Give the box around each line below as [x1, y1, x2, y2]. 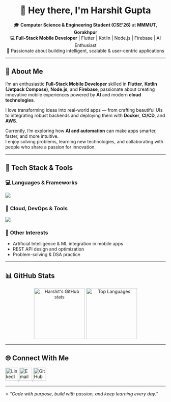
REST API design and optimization [12, 246, 84, 252]
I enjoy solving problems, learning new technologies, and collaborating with [5, 138, 164, 144]
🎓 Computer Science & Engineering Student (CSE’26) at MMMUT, [13, 21, 158, 28]
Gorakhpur [73, 29, 98, 35]
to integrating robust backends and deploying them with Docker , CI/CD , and [5, 112, 165, 118]
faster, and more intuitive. [5, 133, 59, 139]
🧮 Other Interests [5, 229, 48, 236]
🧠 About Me [5, 67, 43, 76]
